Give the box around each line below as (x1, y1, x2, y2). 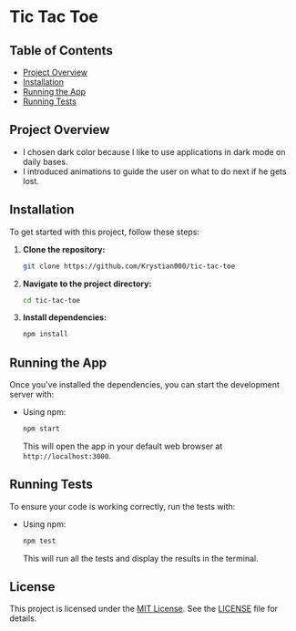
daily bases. (22, 156, 68, 167)
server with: (9, 389, 55, 400)
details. (9, 613, 37, 624)
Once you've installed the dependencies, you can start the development (9, 379, 280, 390)
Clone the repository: (22, 243, 106, 254)
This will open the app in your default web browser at (22, 440, 223, 451)
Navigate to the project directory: (22, 278, 152, 289)
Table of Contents (9, 43, 114, 58)
